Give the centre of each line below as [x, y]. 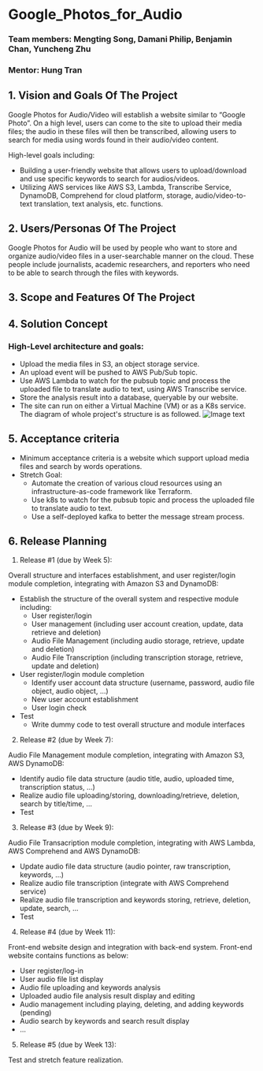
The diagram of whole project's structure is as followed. [110, 414]
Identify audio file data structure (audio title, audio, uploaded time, [127, 779]
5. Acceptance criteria [64, 439]
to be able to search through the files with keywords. [94, 273]
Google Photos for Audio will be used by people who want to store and [123, 247]
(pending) [35, 1013]
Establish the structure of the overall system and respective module [129, 599]
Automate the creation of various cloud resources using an [127, 483]
